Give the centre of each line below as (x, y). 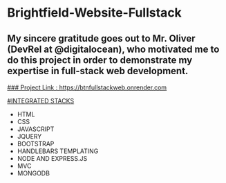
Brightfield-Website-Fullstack (94, 13)
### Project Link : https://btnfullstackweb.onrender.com (87, 87)
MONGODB (34, 173)
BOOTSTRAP (36, 144)
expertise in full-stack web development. (98, 71)
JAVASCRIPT (36, 129)
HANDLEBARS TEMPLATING (58, 151)
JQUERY (29, 136)
